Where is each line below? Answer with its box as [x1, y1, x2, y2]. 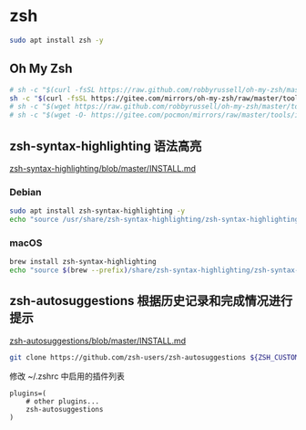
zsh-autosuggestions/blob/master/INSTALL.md [9, 335, 187, 346]
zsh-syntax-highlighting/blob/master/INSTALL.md [9, 163, 197, 173]
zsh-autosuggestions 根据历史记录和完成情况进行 [9, 293, 293, 309]
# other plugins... [25, 396, 100, 406]
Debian [9, 185, 42, 198]
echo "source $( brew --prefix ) [9, 266, 128, 275]
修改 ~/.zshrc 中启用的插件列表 [9, 371, 126, 382]
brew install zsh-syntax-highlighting [9, 257, 157, 267]
